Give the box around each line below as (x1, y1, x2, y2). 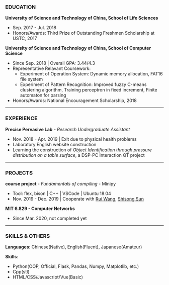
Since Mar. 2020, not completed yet (12, 215, 87, 221)
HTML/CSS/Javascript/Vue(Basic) (12, 274, 83, 280)
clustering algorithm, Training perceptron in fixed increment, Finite (20, 87, 157, 93)
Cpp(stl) (12, 269, 30, 275)
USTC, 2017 (12, 35, 37, 41)
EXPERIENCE (5, 115, 38, 122)
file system (20, 76, 43, 82)
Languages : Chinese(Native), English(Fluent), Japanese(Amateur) (5, 244, 142, 250)
